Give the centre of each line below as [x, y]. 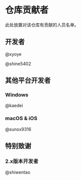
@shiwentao [18, 172]
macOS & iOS [21, 118]
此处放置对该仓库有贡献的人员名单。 [42, 25]
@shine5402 [18, 64]
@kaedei [14, 106]
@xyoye [13, 54]
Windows [17, 95]
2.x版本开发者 [22, 161]
